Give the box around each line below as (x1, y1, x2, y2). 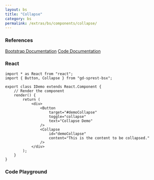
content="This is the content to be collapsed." (48, 135, 150, 140)
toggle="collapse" (48, 114, 87, 119)
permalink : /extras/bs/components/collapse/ (5, 21, 97, 26)
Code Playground (5, 168, 47, 175)
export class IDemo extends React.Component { (5, 84, 102, 89)
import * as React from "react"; (5, 71, 73, 76)
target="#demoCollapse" (48, 110, 97, 115)
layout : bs (5, 7, 27, 12)
